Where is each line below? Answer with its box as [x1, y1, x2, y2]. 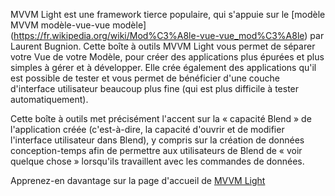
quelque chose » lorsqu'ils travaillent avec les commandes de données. [10, 155, 305, 167]
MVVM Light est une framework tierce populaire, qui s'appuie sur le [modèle [10, 9, 326, 20]
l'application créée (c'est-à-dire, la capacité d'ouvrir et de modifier [10, 124, 285, 135]
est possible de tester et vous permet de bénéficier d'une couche [10, 72, 280, 84]
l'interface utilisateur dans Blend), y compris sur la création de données [10, 134, 305, 146]
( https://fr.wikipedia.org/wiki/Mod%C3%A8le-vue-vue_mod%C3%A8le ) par [10, 30, 325, 41]
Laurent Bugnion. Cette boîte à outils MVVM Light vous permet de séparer [10, 40, 316, 52]
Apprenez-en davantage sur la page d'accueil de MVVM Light [10, 175, 266, 186]
